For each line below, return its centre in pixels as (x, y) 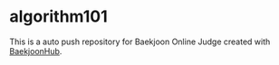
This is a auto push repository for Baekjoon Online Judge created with (140, 42)
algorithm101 (59, 17)
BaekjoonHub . (36, 51)
